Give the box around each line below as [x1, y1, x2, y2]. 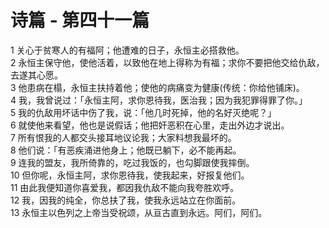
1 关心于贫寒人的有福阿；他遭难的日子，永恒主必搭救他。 [10, 44, 245, 56]
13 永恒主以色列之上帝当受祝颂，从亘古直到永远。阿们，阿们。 [10, 206, 268, 218]
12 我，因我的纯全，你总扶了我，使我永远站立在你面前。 [10, 194, 242, 206]
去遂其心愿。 [10, 69, 63, 81]
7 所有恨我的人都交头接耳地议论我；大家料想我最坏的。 [10, 131, 237, 143]
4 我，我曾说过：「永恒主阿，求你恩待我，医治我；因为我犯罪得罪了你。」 [10, 94, 308, 106]
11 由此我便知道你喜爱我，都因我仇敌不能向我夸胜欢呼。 [10, 181, 240, 193]
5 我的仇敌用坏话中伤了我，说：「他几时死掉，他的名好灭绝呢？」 [10, 106, 277, 118]
